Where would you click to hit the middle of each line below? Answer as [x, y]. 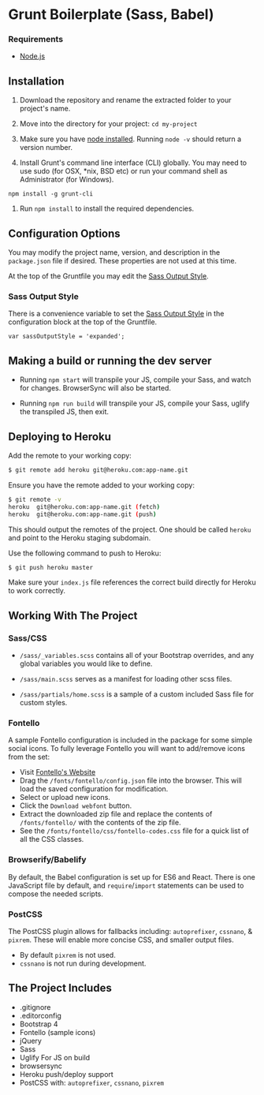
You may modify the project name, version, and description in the [114, 252]
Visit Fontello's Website [58, 772]
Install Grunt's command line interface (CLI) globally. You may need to [133, 163]
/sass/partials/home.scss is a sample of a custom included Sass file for [137, 694]
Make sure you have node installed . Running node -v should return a [130, 139]
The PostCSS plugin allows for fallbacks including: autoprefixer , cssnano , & [130, 931]
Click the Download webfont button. [76, 805]
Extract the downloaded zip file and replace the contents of [116, 814]
